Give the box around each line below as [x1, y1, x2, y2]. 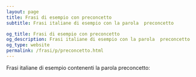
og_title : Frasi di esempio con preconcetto [6, 31, 120, 37]
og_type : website [6, 42, 50, 48]
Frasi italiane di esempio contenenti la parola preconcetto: [6, 64, 151, 71]
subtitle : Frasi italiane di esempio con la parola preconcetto [6, 20, 174, 26]
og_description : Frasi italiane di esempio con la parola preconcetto [6, 37, 190, 43]
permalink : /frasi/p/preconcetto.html [6, 48, 104, 54]
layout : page [6, 8, 39, 15]
